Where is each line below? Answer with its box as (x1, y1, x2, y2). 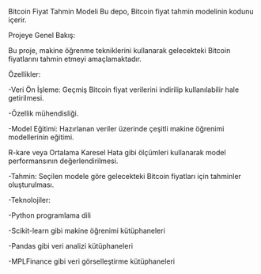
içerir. (8, 15, 27, 25)
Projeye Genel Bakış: (8, 31, 76, 40)
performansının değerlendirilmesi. (8, 156, 119, 166)
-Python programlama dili (8, 211, 91, 220)
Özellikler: (8, 70, 41, 78)
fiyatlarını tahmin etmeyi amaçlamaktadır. (8, 55, 142, 63)
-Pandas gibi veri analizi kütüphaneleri (8, 242, 133, 250)
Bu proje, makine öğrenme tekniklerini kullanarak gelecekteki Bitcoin (8, 46, 231, 55)
